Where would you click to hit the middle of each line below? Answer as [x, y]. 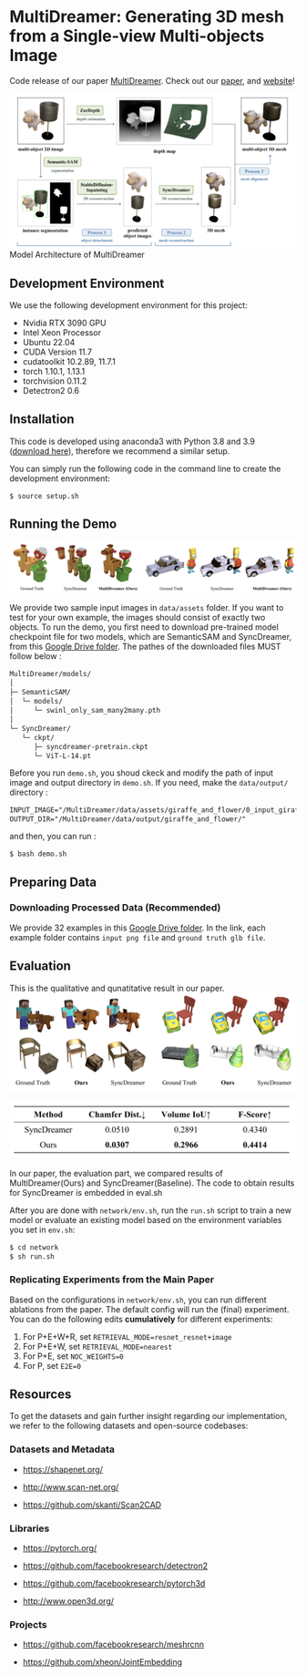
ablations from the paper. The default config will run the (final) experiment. [149, 1309]
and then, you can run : [53, 837]
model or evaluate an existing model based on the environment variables [146, 1220]
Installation [42, 420]
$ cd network [34, 1248]
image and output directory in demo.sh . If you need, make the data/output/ [149, 783]
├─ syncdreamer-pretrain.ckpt [91, 747]
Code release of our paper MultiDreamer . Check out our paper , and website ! [153, 80]
